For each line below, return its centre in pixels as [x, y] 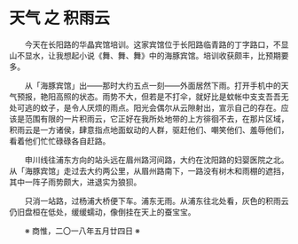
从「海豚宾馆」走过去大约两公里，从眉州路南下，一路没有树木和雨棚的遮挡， [149, 170]
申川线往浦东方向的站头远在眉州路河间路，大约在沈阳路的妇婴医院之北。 [157, 160]
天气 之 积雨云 [60, 18]
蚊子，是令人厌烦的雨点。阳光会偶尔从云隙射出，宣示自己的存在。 [160, 107]
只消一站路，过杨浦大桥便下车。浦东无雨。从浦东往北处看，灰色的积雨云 [157, 201]
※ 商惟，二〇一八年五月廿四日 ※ [82, 231]
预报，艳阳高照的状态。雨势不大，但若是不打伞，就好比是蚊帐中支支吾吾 [149, 96]
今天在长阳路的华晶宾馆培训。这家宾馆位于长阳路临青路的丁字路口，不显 [157, 44]
